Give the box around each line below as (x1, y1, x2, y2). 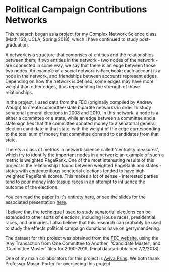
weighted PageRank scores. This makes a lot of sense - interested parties (5, 173, 159, 179)
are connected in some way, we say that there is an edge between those (5, 62, 156, 68)
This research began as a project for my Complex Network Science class (5, 31, 157, 37)
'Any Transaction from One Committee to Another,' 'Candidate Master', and (5, 240, 161, 246)
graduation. (5, 41, 29, 48)
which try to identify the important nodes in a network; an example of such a (5, 152, 164, 158)
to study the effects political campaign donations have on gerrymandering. (5, 225, 160, 231)
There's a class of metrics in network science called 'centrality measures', (5, 146, 160, 152)
